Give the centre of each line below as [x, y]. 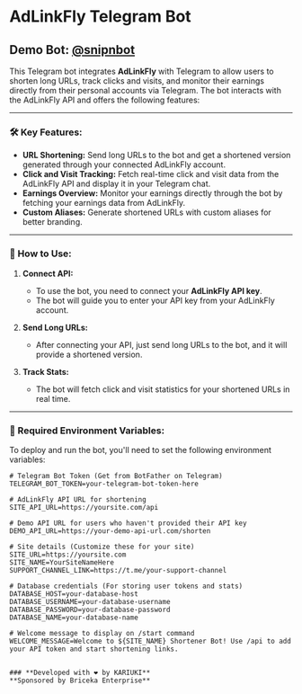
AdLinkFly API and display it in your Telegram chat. [116, 184]
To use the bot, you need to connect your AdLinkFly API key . [149, 290]
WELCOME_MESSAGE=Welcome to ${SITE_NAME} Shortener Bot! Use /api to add [151, 641]
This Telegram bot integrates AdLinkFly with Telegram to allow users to [142, 71]
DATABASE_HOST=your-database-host [74, 594]
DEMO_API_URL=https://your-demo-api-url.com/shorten [110, 531]
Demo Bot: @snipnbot [72, 50]
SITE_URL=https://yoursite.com [68, 555]
